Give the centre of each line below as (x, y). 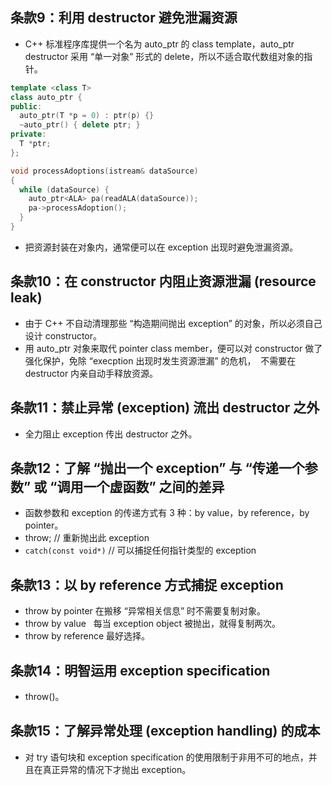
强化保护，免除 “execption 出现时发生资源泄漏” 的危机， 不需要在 (160, 360)
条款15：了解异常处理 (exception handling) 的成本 (165, 731)
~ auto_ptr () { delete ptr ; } (80, 125)
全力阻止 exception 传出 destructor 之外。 (111, 434)
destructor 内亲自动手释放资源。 (91, 373)
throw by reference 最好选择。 (87, 636)
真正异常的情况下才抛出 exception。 (117, 769)
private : (28, 134)
